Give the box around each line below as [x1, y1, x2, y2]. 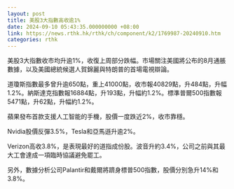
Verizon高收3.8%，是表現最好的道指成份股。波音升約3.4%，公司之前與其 [7, 142, 219, 150]
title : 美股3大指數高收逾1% [7, 17, 81, 24]
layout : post [7, 10, 46, 17]
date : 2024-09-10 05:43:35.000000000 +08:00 [7, 23, 139, 30]
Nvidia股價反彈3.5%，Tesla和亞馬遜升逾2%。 [7, 127, 139, 136]
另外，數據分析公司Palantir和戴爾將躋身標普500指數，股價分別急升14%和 [7, 166, 219, 174]
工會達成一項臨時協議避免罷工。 [13, 151, 106, 160]
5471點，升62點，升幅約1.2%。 [7, 97, 98, 106]
